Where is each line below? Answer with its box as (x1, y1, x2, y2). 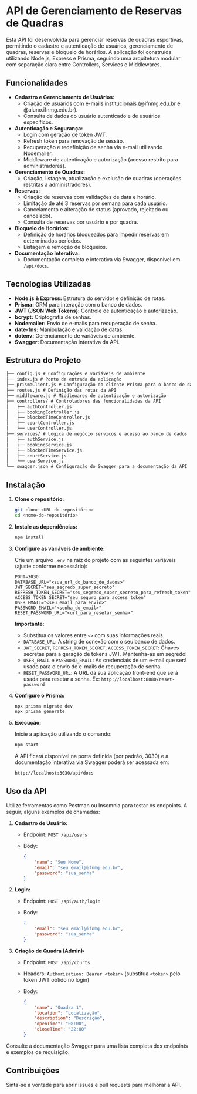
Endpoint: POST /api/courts (23, 958, 90, 965)
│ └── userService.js (6, 458, 64, 464)
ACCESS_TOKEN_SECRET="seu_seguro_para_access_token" (14, 594, 147, 600)
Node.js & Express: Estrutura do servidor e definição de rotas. (14, 295, 166, 302)
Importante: (14, 620, 45, 627)
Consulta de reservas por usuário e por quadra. (23, 218, 138, 225)
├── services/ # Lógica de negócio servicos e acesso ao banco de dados (6, 431, 188, 437)
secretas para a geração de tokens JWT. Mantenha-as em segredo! (23, 650, 187, 657)
